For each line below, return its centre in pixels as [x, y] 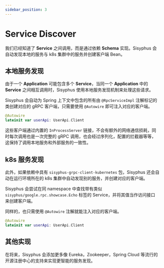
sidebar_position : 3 [26, 10]
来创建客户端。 [20, 201]
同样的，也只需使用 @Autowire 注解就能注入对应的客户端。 [63, 211]
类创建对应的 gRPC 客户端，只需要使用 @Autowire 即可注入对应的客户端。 [79, 106]
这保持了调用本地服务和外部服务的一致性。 [48, 143]
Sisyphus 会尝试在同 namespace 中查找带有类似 [54, 189]
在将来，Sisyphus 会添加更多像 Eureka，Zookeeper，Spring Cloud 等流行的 [82, 254]
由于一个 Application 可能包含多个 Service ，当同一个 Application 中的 [77, 84]
